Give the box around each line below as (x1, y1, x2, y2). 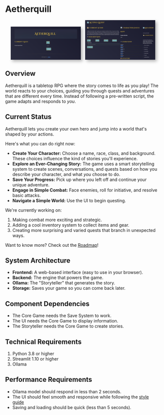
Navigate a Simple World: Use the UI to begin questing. (12, 197, 126, 203)
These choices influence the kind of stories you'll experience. (12, 155, 138, 161)
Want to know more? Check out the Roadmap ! (5, 242, 99, 248)
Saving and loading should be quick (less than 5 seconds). (12, 404, 132, 410)
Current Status (5, 113, 52, 121)
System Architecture (5, 256, 71, 265)
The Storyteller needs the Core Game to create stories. (12, 323, 124, 329)
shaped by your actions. (5, 131, 54, 137)
